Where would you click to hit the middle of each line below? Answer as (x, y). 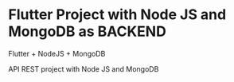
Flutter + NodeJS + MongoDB (57, 53)
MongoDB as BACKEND (88, 31)
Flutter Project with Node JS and (117, 15)
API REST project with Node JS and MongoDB (84, 68)
